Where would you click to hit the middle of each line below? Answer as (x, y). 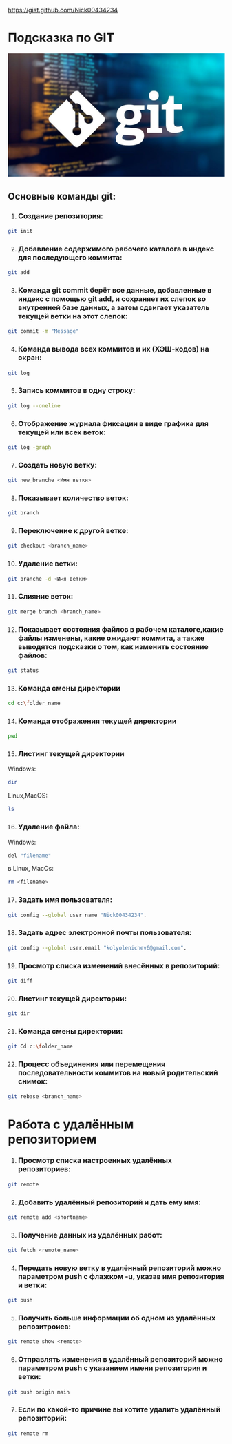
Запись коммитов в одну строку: (76, 391)
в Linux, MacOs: (31, 869)
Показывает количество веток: (73, 498)
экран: (30, 358)
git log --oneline (34, 406)
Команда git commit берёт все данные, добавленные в (115, 291)
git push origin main (39, 1392)
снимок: (33, 1081)
